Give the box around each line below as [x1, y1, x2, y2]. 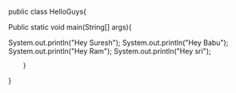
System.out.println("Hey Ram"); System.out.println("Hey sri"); [8, 46, 211, 55]
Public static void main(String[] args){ [8, 22, 132, 31]
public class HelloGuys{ [8, 7, 86, 16]
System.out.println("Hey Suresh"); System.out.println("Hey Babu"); [8, 38, 229, 47]
